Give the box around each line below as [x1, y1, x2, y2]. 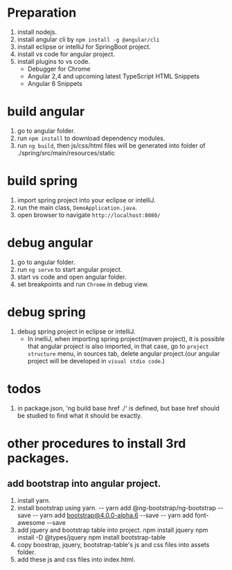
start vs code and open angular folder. [17, 273, 127, 281]
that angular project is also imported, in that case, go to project [27, 342, 209, 350]
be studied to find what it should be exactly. [17, 411, 143, 420]
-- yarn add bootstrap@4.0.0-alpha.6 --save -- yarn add [32, 511, 194, 519]
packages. [7, 450, 69, 466]
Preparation [7, 5, 77, 21]
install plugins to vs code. [17, 57, 91, 65]
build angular [7, 104, 85, 119]
